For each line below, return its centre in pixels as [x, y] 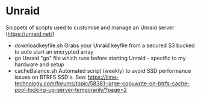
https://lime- [103, 77]
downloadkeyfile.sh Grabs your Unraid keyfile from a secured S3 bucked [104, 45]
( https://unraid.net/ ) [30, 33]
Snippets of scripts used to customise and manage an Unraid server [90, 27]
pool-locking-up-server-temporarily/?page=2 [71, 89]
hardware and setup [39, 64]
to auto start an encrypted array [54, 51]
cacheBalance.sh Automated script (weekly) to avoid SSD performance [103, 70]
